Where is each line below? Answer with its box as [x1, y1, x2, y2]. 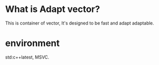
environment [5, 37, 60, 49]
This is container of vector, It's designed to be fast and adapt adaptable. [5, 20, 154, 26]
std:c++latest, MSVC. [5, 54, 49, 60]
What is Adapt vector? [5, 3, 100, 15]
